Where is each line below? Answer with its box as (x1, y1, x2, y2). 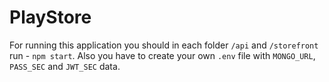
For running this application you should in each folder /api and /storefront (9, 39, 319, 51)
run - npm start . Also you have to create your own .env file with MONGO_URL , (9, 49, 316, 61)
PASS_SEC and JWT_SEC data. (9, 60, 121, 72)
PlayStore (9, 6, 92, 29)
